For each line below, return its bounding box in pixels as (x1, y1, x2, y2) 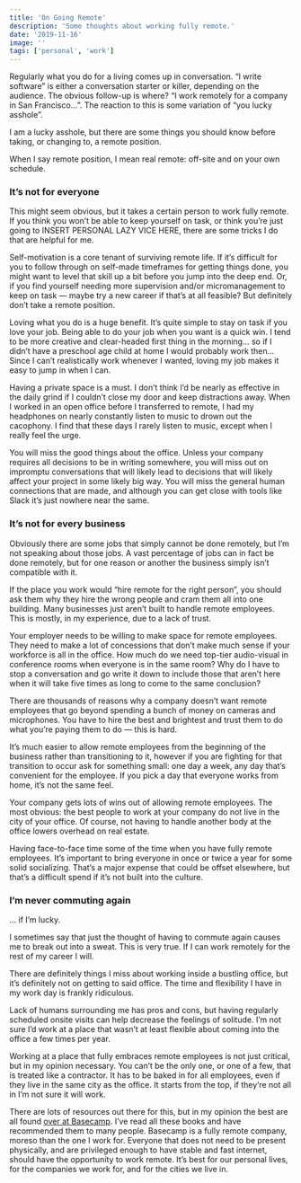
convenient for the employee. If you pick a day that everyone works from (9, 770, 279, 781)
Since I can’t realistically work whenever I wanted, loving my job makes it (9, 356, 279, 366)
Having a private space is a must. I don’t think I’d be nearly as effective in (9, 383, 280, 393)
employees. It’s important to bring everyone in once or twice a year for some (9, 852, 293, 863)
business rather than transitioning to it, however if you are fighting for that (9, 751, 283, 762)
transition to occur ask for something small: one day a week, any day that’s (9, 760, 286, 771)
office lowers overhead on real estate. (9, 825, 150, 836)
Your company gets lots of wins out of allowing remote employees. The (9, 797, 273, 808)
